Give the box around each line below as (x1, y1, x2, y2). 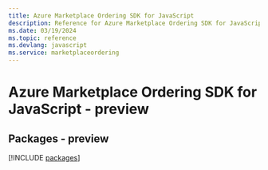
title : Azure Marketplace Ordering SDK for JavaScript (8, 11, 195, 20)
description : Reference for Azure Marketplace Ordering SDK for (8, 19, 227, 27)
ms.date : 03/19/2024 (8, 26, 77, 34)
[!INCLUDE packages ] (8, 153, 81, 162)
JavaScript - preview (8, 101, 150, 118)
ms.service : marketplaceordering (8, 49, 120, 57)
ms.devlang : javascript (8, 42, 88, 49)
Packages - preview (8, 132, 109, 145)
